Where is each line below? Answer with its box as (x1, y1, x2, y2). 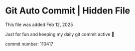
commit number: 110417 (5, 40, 54, 47)
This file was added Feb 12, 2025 (5, 21, 73, 27)
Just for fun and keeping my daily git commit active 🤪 (5, 31, 115, 37)
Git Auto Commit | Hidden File (5, 5, 131, 16)
